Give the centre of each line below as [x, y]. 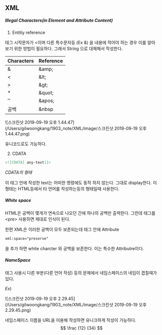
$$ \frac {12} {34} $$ [81, 328]
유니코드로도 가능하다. [26, 144]
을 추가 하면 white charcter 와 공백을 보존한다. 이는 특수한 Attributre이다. [74, 249]
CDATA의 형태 [19, 172]
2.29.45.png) [18, 310]
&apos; [47, 100]
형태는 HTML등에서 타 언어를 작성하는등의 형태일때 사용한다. [62, 189]
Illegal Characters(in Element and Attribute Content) [59, 20]
